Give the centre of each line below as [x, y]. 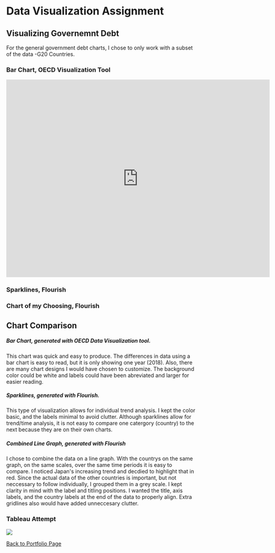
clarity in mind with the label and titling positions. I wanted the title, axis [94, 491]
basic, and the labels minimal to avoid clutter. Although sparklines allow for [99, 417]
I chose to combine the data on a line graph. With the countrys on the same [100, 458]
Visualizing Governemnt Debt [63, 33]
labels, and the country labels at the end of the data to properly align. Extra [99, 497]
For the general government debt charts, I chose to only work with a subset [100, 48]
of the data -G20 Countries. [41, 54]
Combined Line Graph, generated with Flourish [66, 443]
